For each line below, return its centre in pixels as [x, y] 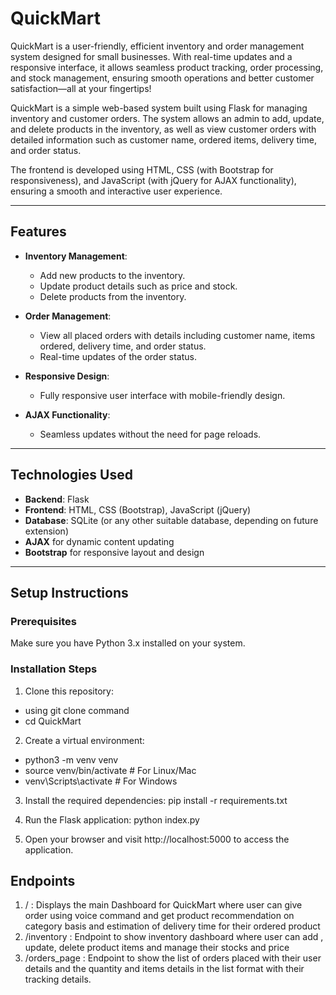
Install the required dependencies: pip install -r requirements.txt [156, 800]
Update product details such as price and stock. [138, 286]
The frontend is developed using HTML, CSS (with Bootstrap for [142, 169]
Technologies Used [71, 475]
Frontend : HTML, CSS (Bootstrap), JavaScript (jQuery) [138, 509]
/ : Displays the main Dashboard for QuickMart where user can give [163, 905]
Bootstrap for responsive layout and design [114, 552]
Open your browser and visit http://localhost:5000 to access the [157, 839]
